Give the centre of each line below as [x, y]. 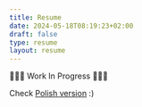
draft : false [33, 34]
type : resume [33, 42]
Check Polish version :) [52, 94]
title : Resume [36, 17]
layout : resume [38, 51]
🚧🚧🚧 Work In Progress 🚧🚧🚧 [59, 76]
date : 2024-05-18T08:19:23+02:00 [71, 26]
